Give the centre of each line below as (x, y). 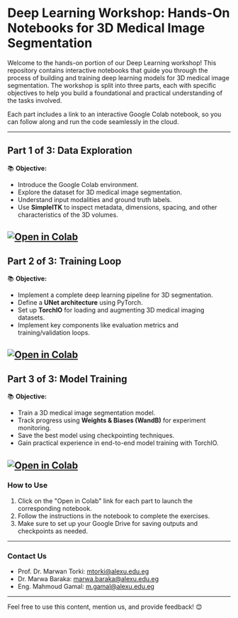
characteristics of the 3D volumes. (68, 215)
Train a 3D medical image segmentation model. (86, 413)
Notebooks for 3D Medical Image (106, 28)
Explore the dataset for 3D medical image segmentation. (100, 192)
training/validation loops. (54, 332)
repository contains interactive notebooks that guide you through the (108, 70)
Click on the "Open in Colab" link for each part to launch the (105, 500)
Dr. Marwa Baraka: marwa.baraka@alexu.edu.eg (88, 579)
